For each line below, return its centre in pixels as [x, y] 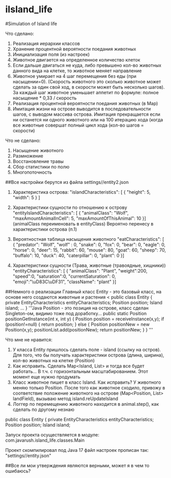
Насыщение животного [38, 150]
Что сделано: [20, 33]
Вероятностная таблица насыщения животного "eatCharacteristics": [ [88, 239]
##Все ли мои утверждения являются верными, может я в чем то [77, 465]
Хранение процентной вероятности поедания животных [74, 49]
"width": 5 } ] [26, 197]
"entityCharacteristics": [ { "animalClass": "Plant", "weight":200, [80, 271]
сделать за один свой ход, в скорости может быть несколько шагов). [89, 87]
